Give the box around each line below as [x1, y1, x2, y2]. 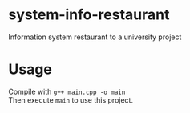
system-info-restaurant [8, 6, 170, 24]
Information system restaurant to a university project [8, 32, 182, 42]
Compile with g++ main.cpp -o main [8, 87, 126, 96]
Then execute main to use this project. [8, 95, 134, 105]
